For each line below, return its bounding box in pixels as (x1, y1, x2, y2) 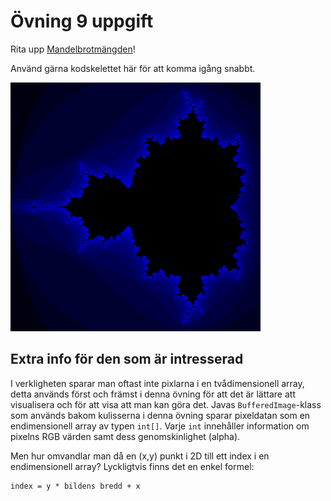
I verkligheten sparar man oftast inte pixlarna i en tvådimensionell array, (10, 377, 305, 389)
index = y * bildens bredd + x (10, 481, 141, 491)
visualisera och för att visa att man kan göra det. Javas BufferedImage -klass (10, 398, 322, 410)
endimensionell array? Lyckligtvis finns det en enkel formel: (10, 460, 255, 472)
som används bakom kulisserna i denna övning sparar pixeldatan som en (10, 409, 311, 421)
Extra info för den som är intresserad (10, 351, 244, 368)
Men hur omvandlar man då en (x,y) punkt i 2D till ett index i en (10, 450, 270, 462)
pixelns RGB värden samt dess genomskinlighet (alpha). (10, 430, 241, 442)
